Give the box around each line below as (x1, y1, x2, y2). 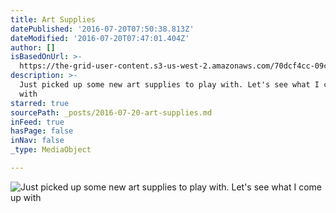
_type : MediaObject (10, 145, 92, 155)
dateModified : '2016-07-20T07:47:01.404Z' (10, 33, 190, 43)
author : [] (10, 42, 56, 53)
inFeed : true (10, 117, 65, 127)
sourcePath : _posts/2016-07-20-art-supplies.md (10, 107, 213, 118)
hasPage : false (10, 126, 74, 136)
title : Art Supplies (10, 14, 97, 25)
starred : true (10, 98, 70, 108)
